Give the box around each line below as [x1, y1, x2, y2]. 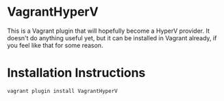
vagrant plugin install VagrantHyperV [7, 87, 118, 94]
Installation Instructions [7, 66, 146, 81]
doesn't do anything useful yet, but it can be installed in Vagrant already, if [7, 33, 217, 42]
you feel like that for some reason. [7, 41, 103, 49]
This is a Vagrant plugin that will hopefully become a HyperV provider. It [7, 27, 210, 35]
